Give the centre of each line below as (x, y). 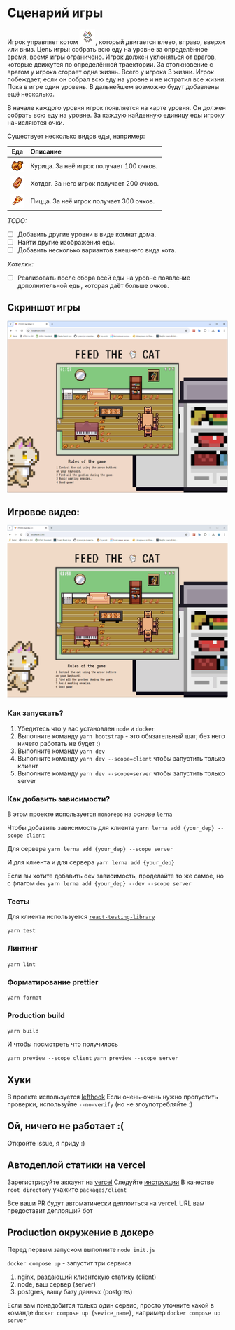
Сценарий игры (55, 13)
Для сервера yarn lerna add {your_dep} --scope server (90, 849)
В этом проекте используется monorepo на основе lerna (90, 814)
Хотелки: (20, 264)
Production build (36, 1015)
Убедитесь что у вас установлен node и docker (86, 728)
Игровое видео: (44, 512)
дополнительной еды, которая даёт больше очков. (93, 285)
